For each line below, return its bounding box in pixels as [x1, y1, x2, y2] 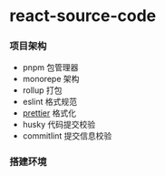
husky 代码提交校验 [22, 119, 96, 130]
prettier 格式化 [22, 108, 77, 119]
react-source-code [9, 5, 157, 26]
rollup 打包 [22, 85, 63, 96]
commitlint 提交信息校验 [22, 130, 112, 141]
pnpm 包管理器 [22, 62, 79, 73]
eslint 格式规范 [22, 97, 77, 108]
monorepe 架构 [22, 74, 80, 85]
